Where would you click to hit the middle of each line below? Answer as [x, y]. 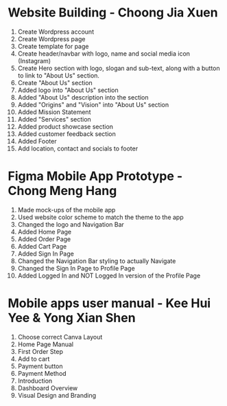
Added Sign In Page [46, 253]
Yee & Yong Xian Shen [72, 318]
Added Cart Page [42, 246]
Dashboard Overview [48, 388]
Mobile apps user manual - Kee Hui [109, 303]
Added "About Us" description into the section [83, 97]
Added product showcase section [65, 126]
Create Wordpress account [56, 32]
